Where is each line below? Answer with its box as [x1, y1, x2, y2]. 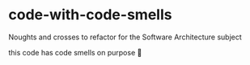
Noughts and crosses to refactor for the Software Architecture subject [8, 32, 243, 42]
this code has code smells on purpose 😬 [8, 47, 142, 57]
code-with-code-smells [8, 6, 172, 24]
